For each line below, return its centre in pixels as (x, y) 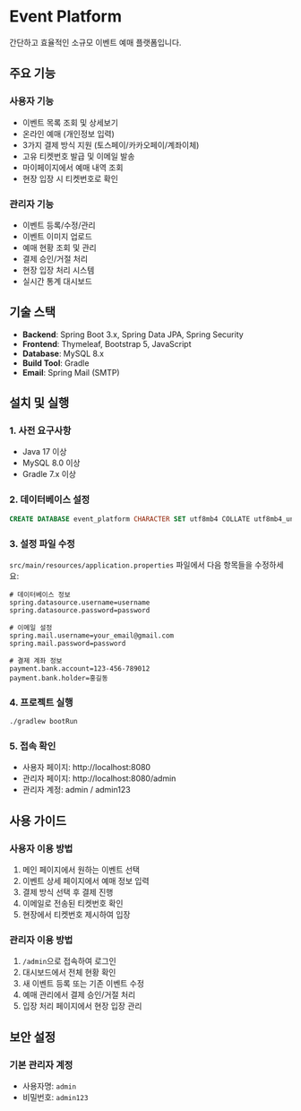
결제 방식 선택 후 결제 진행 (68, 892)
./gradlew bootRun (43, 722)
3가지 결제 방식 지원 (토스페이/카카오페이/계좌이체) (111, 144)
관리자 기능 (32, 204)
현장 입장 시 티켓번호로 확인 (70, 178)
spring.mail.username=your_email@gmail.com (92, 635)
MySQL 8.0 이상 (51, 463)
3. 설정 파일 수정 (43, 543)
